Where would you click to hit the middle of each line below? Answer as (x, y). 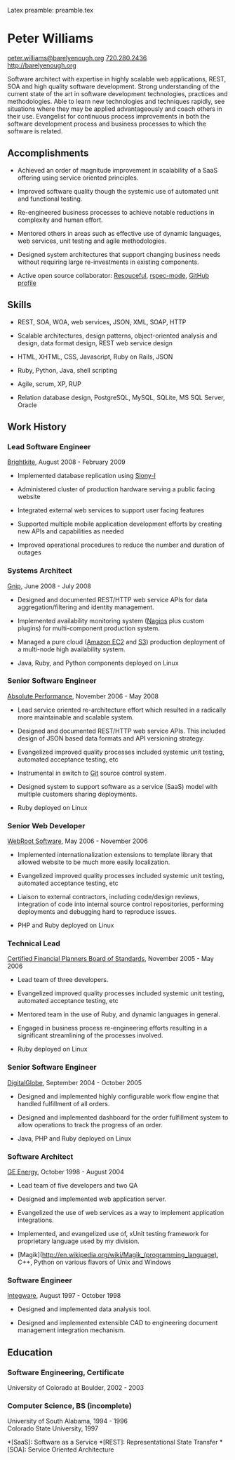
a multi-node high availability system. (71, 649)
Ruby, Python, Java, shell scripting (67, 370)
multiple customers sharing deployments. (77, 794)
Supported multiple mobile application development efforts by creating (120, 524)
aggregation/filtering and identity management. (86, 607)
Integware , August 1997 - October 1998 (64, 1296)
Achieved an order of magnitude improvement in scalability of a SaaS (117, 170)
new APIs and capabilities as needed (70, 531)
